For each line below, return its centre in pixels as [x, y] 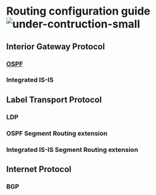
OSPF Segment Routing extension [57, 133]
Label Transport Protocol [54, 99]
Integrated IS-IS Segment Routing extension [72, 149]
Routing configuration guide [78, 11]
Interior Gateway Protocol [56, 46]
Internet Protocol [39, 169]
